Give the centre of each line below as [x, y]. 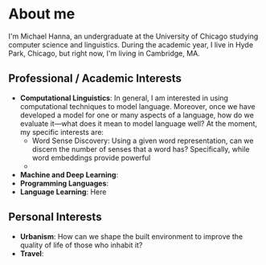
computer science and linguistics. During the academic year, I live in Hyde [131, 44]
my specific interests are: [62, 132]
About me [42, 14]
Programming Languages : [64, 183]
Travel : [32, 253]
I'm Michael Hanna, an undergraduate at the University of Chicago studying [133, 36]
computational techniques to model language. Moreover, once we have [137, 106]
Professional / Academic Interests [95, 78]
